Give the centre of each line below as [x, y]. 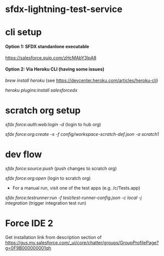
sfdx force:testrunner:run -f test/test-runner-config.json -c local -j [73, 198]
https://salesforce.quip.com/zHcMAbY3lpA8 [51, 58]
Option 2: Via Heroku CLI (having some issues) [55, 69]
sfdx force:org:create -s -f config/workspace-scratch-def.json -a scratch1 [82, 134]
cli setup [23, 32]
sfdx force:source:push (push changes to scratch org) [61, 168]
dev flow [24, 154]
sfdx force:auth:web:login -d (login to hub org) [53, 124]
